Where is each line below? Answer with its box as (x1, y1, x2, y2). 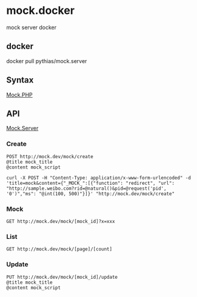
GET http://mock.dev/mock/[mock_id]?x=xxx (6, 218, 115, 224)
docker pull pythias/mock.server (6, 57, 87, 64)
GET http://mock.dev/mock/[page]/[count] (6, 246, 113, 252)
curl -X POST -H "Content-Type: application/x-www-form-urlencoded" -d (6, 175, 191, 181)
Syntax (6, 75, 34, 85)
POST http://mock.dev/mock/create (6, 153, 94, 159)
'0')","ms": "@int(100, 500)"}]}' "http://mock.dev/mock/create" (6, 190, 175, 197)
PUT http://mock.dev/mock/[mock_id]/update (6, 274, 118, 280)
